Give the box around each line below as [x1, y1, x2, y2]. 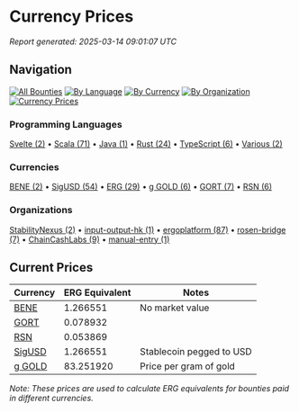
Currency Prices [9, 6, 134, 27]
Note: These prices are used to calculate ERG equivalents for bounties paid [9, 383, 290, 394]
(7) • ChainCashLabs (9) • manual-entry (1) [9, 234, 170, 245]
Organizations [9, 204, 73, 217]
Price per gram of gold [139, 360, 236, 372]
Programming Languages [9, 118, 123, 130]
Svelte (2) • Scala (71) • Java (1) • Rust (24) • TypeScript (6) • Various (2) [9, 139, 284, 149]
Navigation [9, 62, 72, 77]
